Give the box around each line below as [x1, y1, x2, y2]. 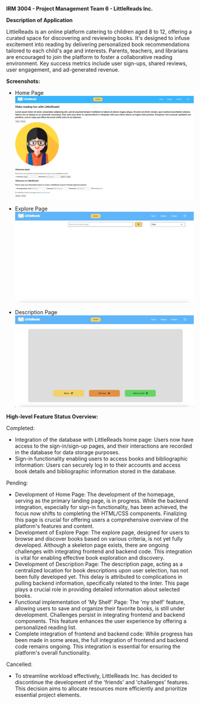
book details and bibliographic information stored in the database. [14, 467, 177, 474]
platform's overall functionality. [14, 649, 91, 656]
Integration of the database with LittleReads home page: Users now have [14, 436, 194, 443]
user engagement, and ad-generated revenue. [6, 66, 120, 73]
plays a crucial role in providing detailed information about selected [14, 585, 180, 593]
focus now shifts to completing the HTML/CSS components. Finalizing [14, 510, 187, 517]
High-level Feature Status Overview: [6, 413, 98, 420]
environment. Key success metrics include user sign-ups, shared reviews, [6, 60, 187, 67]
